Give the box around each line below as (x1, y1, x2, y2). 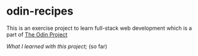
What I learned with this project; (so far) (6, 43, 107, 50)
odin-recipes (6, 4, 74, 18)
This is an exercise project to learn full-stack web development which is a (6, 24, 192, 32)
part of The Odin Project (6, 30, 67, 38)
